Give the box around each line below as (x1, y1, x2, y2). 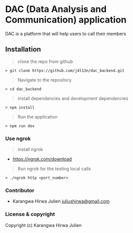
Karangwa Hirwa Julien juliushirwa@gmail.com (12, 198, 110, 204)
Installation (5, 45, 41, 53)
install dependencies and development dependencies (17, 95, 128, 101)
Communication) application (5, 14, 127, 25)
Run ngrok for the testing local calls (17, 166, 91, 172)
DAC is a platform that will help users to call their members (5, 30, 126, 36)
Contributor (5, 186, 35, 193)
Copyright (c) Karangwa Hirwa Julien (5, 222, 82, 228)
